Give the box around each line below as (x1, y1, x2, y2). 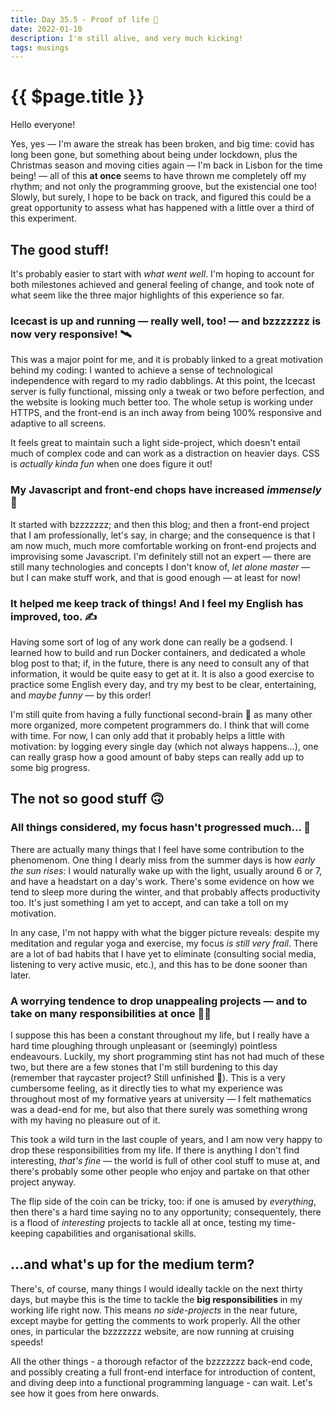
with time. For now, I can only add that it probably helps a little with (10, 729, 286, 741)
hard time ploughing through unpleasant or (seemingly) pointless (10, 1039, 278, 1051)
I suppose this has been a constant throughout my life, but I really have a (10, 1029, 310, 1041)
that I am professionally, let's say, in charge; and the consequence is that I (10, 529, 316, 541)
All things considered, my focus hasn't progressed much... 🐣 (10, 821, 311, 835)
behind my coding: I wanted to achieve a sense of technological (10, 364, 273, 376)
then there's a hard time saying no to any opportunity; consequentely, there (10, 1206, 322, 1218)
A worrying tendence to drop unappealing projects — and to (10, 994, 308, 1008)
